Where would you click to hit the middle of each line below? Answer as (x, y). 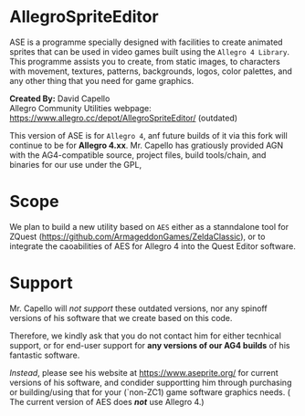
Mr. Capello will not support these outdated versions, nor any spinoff (138, 308)
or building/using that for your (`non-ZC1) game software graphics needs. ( (150, 392)
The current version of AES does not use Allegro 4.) (107, 401)
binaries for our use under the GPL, (76, 164)
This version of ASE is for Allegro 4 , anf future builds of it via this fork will (148, 135)
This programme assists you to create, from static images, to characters (145, 61)
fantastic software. (45, 355)
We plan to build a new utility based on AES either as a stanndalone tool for (149, 226)
